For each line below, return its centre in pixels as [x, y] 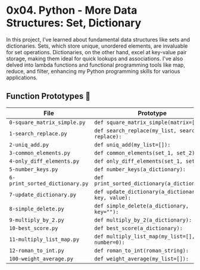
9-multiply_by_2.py [37, 220]
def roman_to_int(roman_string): [142, 250]
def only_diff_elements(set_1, [139, 161]
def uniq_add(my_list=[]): [132, 145]
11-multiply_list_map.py [44, 239]
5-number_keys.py [34, 169]
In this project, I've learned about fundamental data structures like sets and [98, 39]
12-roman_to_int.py [37, 250]
